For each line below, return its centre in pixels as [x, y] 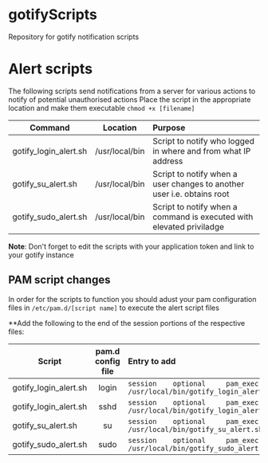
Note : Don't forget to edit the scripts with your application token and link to [131, 246]
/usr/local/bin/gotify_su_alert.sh [195, 429]
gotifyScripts [53, 15]
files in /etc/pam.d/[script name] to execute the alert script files [114, 308]
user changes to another [199, 183]
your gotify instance [41, 255]
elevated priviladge [189, 226]
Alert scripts [51, 69]
